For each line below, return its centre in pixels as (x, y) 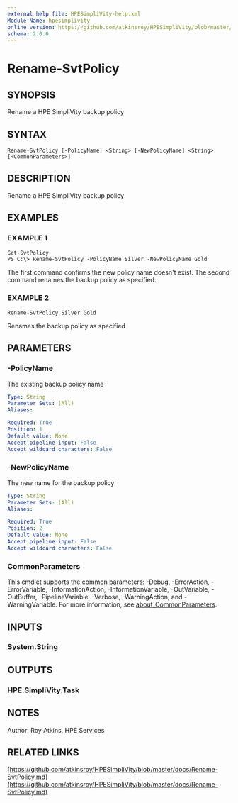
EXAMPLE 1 (28, 238)
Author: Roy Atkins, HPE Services (56, 730)
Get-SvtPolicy (28, 253)
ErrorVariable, (28, 589)
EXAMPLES (33, 218)
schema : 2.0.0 (28, 34)
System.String (33, 647)
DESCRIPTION (39, 178)
